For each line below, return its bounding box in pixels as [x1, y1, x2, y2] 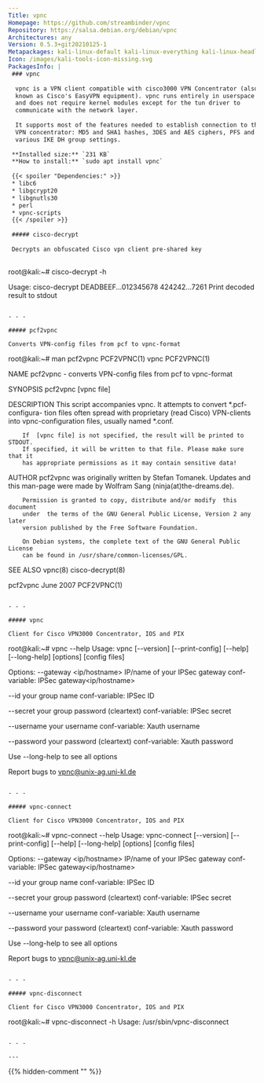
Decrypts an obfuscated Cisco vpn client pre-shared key [11, 245, 202, 253]
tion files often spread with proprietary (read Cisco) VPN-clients [44, 408, 251, 417]
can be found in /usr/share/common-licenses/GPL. [22, 551, 189, 559]
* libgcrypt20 [11, 186, 58, 195]
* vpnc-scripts [11, 209, 61, 217]
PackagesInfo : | [8, 63, 61, 71]
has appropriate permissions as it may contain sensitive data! [22, 459, 237, 467]
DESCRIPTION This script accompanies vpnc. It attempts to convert [8, 399, 227, 409]
